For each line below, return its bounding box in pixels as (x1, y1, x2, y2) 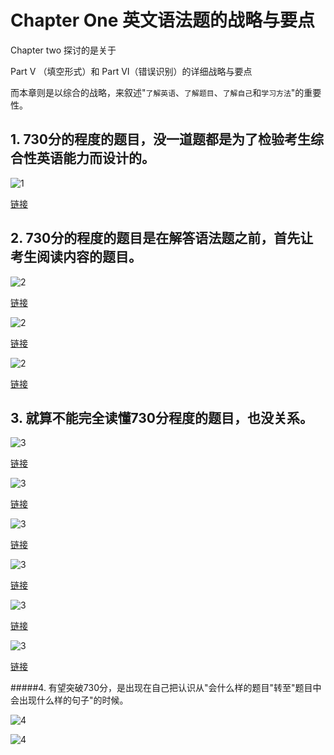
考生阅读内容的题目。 (10, 249, 142, 266)
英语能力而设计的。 (36, 150, 155, 167)
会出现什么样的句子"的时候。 (10, 694, 129, 706)
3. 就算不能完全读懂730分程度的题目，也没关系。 (10, 409, 314, 426)
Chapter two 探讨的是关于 (10, 44, 117, 56)
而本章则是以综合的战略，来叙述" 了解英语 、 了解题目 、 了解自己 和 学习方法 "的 (10, 86, 305, 98)
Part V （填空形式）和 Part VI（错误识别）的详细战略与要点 (10, 65, 253, 77)
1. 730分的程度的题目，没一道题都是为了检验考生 (10, 131, 311, 148)
